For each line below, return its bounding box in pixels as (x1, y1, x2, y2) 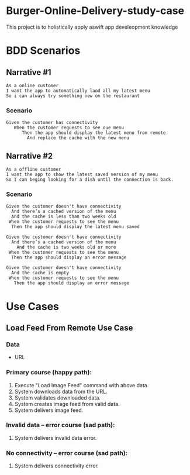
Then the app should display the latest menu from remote (21, 130, 166, 136)
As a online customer (6, 82, 59, 88)
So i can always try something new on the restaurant (6, 92, 140, 99)
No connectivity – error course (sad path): (6, 449, 128, 457)
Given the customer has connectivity (6, 120, 98, 126)
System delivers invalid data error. (14, 434, 97, 441)
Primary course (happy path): (6, 369, 92, 377)
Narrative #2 (6, 151, 53, 161)
